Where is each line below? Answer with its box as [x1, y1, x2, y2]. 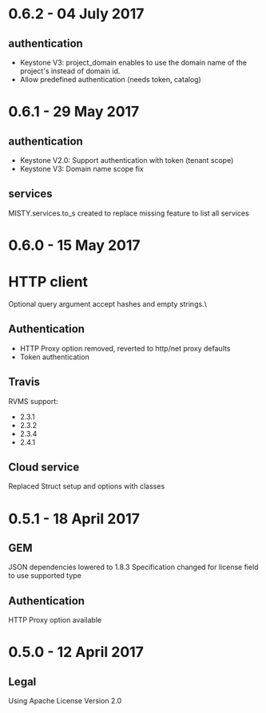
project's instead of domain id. [19, 66, 121, 76]
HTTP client [8, 273, 89, 291]
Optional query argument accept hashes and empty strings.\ [8, 299, 208, 308]
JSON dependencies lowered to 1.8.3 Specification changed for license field [8, 562, 259, 572]
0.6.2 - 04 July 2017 [8, 5, 145, 23]
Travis [8, 375, 40, 389]
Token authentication [19, 352, 89, 362]
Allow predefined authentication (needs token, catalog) [19, 75, 201, 84]
